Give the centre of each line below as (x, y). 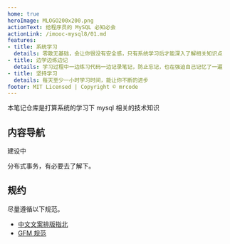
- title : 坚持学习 (33, 73)
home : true (23, 14)
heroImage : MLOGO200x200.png (51, 21)
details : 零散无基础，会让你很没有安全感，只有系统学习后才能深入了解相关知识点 (118, 54)
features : (22, 41)
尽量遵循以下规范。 (36, 209)
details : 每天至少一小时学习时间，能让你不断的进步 (81, 80)
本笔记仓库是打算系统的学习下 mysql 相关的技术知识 (84, 108)
